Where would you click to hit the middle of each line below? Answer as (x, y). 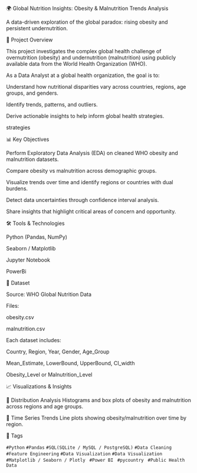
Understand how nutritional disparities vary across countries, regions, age (96, 87)
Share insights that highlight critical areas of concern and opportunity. (91, 211)
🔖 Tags (14, 436)
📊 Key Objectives (28, 139)
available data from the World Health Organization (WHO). (77, 64)
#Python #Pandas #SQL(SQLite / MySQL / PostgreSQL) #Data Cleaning (89, 448)
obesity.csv (20, 317)
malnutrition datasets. (32, 159)
